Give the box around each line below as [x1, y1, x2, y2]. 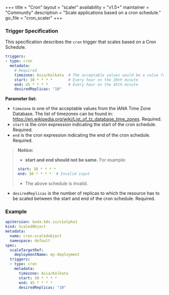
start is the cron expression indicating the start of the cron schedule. [12, 122, 157, 128]
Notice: [17, 147, 34, 153]
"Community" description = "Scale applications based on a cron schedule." [5, 10, 161, 16]
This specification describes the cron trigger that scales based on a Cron [5, 39, 156, 45]
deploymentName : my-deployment [14, 252, 80, 257]
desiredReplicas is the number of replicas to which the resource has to [12, 190, 160, 196]
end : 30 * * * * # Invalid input [17, 171, 90, 176]
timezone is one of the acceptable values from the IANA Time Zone [12, 106, 151, 112]
